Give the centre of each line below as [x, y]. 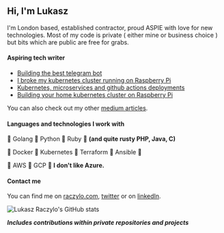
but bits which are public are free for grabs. [68, 42]
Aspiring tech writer [36, 58]
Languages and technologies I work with [66, 124]
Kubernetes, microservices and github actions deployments [101, 87]
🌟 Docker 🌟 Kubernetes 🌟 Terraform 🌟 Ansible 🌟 [74, 152]
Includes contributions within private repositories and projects [98, 223]
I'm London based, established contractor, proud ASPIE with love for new [110, 27]
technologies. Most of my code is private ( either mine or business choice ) [113, 35]
